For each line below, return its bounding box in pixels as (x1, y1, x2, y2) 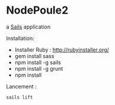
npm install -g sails (14, 59, 61, 66)
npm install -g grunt (14, 65, 63, 72)
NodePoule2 (6, 4, 69, 17)
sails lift (6, 94, 33, 100)
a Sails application (6, 23, 51, 30)
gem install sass (14, 52, 55, 59)
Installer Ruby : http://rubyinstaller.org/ (14, 46, 110, 53)
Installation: (6, 34, 34, 42)
